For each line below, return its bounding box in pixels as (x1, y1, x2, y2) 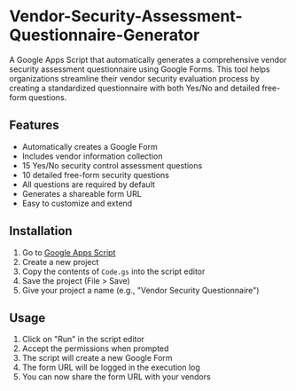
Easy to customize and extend (21, 198, 133, 208)
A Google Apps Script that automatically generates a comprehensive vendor (9, 54, 287, 65)
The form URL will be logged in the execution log (21, 362, 201, 373)
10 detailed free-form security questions (21, 169, 170, 180)
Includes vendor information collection (21, 151, 163, 161)
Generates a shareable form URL (21, 188, 142, 199)
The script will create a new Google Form (21, 353, 173, 364)
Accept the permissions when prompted (21, 343, 169, 354)
